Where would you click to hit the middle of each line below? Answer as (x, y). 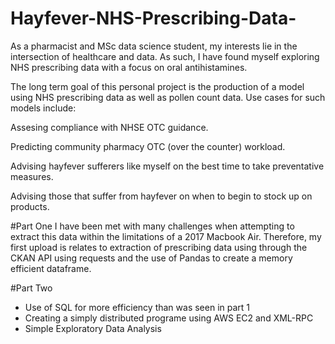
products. (30, 206)
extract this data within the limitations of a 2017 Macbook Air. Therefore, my (166, 236)
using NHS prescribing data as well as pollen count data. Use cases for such (168, 97)
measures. (32, 176)
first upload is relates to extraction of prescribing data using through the (159, 247)
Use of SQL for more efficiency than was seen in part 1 (137, 307)
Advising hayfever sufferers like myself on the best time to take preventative (167, 166)
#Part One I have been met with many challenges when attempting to (152, 226)
